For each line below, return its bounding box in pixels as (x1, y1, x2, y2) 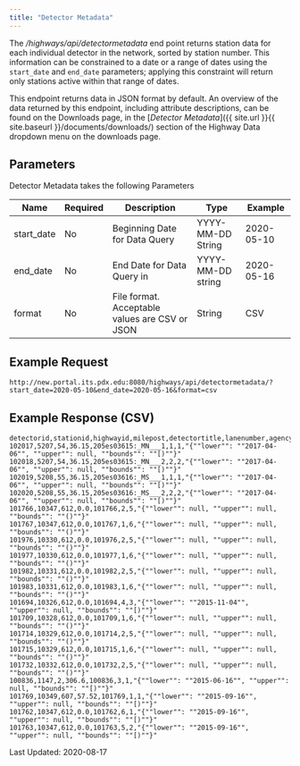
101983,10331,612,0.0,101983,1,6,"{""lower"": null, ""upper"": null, (9, 583, 278, 592)
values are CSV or (112, 313, 188, 325)
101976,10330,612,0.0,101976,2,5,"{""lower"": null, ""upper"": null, (9, 535, 278, 545)
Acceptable (112, 301, 161, 314)
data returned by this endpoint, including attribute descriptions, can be (9, 102, 270, 113)
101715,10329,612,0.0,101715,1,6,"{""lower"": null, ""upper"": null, (9, 645, 278, 654)
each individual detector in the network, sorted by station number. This (9, 46, 271, 58)
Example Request (9, 354, 109, 369)
